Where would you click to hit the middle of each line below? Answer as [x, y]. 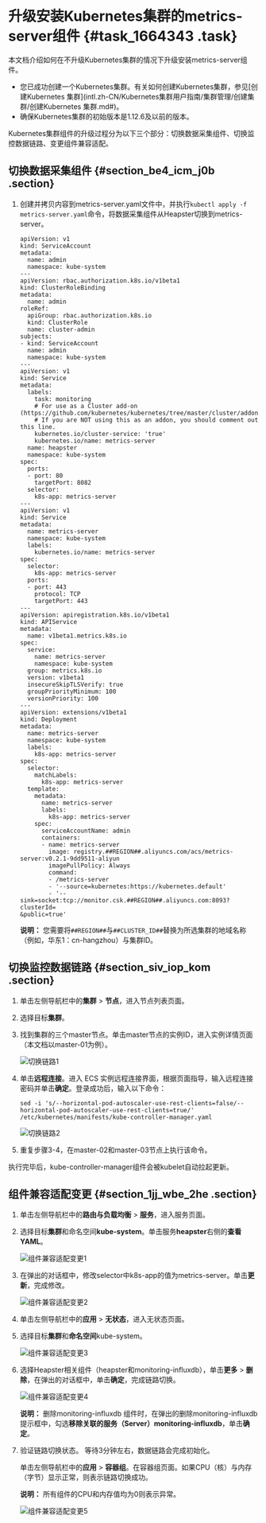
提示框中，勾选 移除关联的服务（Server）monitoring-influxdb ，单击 [131, 1424]
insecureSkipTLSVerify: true [75, 684]
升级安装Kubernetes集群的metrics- [125, 16]
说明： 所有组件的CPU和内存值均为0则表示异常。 [100, 1494]
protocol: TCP [58, 594]
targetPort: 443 [61, 601]
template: [43, 789]
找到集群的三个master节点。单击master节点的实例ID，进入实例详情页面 [136, 1034]
